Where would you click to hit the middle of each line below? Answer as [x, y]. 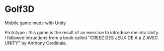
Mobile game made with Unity [35, 23]
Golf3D [20, 9]
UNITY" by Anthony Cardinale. [36, 43]
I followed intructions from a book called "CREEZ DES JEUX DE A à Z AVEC [82, 38]
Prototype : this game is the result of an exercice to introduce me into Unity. [82, 32]
